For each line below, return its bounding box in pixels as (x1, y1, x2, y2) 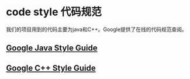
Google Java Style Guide (6, 43, 98, 53)
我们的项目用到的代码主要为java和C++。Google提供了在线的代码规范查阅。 (6, 26, 187, 33)
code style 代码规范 (6, 5, 102, 19)
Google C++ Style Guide (6, 63, 96, 73)
